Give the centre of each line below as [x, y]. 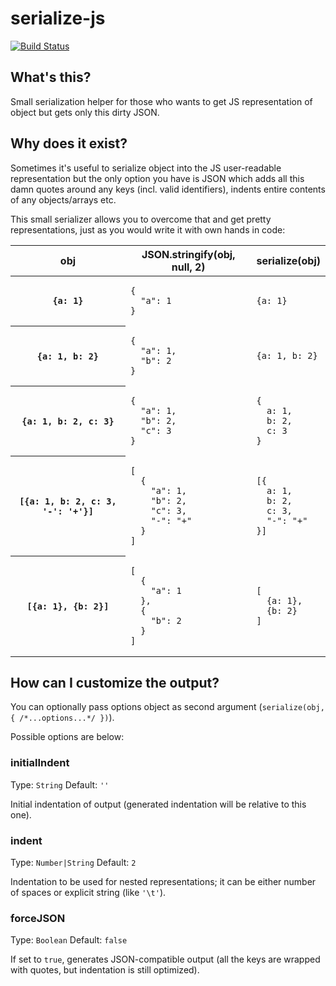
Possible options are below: [67, 737]
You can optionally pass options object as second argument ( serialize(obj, [167, 707]
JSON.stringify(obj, [188, 254]
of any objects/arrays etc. [63, 199]
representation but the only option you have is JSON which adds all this [157, 178]
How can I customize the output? [115, 682]
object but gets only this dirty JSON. [85, 112]
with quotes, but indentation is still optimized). [105, 970]
